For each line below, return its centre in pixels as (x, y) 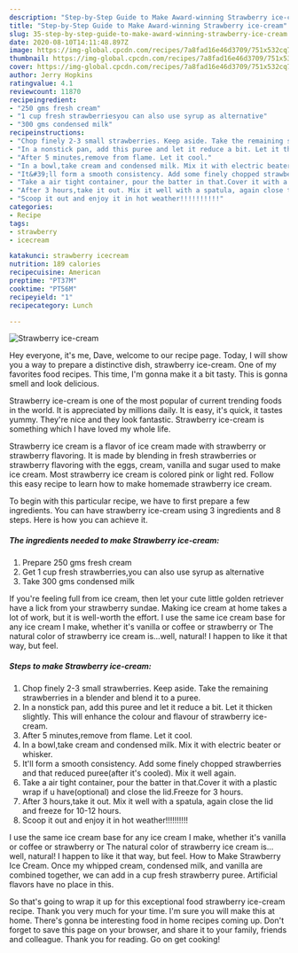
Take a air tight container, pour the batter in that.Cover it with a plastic (149, 783)
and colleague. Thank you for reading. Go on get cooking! (115, 940)
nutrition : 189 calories (55, 264)
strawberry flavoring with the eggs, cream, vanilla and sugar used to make (145, 465)
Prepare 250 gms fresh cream (77, 563)
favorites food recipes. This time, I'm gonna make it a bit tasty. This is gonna (149, 374)
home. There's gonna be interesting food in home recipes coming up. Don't (147, 921)
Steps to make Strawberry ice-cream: (81, 666)
